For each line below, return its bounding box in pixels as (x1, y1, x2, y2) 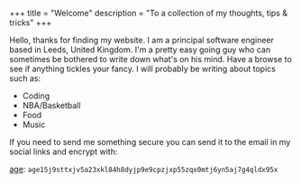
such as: (9, 73, 41, 84)
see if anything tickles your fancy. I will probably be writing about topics (9, 63, 277, 74)
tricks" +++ (9, 17, 52, 28)
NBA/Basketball (22, 100, 81, 111)
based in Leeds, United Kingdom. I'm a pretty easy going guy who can (9, 44, 271, 55)
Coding (22, 90, 50, 101)
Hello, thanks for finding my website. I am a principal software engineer (9, 35, 275, 45)
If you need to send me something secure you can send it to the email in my (9, 137, 291, 147)
